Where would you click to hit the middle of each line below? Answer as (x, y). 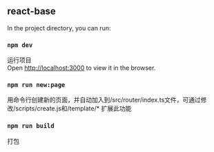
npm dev (20, 45)
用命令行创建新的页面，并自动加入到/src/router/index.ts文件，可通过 (104, 100)
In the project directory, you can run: (59, 28)
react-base (32, 11)
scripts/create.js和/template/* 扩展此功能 (74, 108)
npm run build (31, 126)
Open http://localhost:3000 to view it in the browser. (81, 68)
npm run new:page (36, 85)
